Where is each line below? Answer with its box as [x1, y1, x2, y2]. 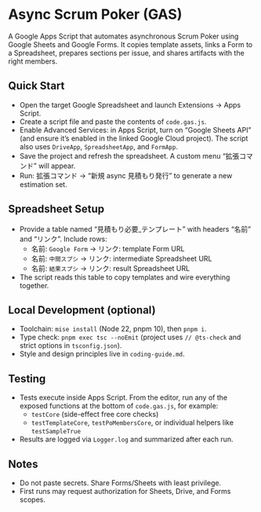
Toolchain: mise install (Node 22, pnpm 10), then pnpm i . [19, 324, 207, 334]
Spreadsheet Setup [8, 203, 104, 216]
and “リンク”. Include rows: [19, 234, 107, 243]
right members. [8, 57, 58, 66]
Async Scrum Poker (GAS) [8, 5, 183, 24]
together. [19, 280, 49, 290]
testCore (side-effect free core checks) [31, 410, 159, 419]
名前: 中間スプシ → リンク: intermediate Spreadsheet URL [31, 254, 212, 263]
